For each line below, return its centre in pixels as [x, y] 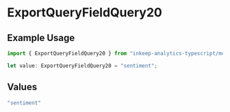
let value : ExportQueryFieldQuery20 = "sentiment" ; [82, 66]
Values [22, 87]
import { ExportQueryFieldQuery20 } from [67, 53]
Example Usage [41, 38]
